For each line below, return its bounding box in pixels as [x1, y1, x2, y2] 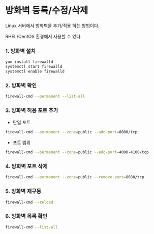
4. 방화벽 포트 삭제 [5, 163, 48, 170]
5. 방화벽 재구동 [5, 188, 42, 195]
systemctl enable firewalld [5, 68, 65, 74]
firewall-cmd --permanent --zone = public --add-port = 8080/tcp [5, 130, 138, 135]
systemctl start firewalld [5, 64, 63, 69]
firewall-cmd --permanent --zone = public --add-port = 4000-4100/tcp [5, 150, 149, 155]
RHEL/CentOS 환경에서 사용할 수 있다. [5, 33, 82, 39]
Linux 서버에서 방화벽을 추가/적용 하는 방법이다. [5, 22, 100, 29]
